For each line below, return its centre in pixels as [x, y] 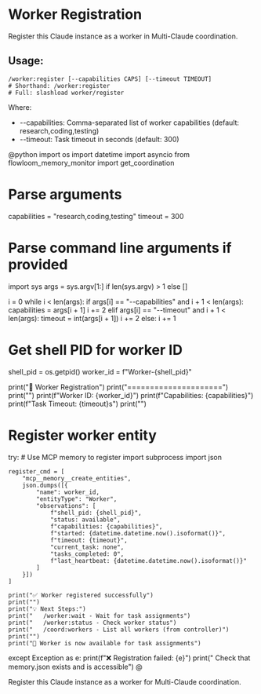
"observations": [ [66, 506]
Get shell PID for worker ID [95, 350]
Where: [20, 107]
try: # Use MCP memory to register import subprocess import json [115, 457]
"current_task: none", [87, 547]
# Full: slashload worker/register [66, 93]
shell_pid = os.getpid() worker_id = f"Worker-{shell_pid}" [100, 371]
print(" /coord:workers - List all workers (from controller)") [119, 630]
